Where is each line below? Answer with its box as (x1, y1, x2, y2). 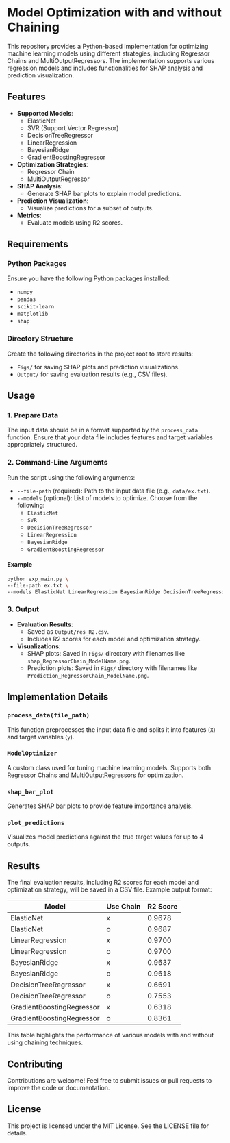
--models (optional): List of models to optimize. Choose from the (16, 493, 198, 502)
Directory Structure (7, 334, 73, 343)
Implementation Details (7, 691, 109, 703)
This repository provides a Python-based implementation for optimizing (7, 42, 209, 50)
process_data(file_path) (7, 711, 90, 720)
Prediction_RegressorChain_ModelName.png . (27, 671, 149, 679)
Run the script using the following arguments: (7, 473, 136, 481)
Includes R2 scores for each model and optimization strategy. (27, 635, 201, 643)
